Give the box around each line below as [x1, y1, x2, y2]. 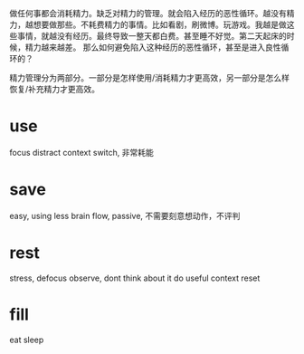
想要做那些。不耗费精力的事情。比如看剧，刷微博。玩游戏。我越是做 [33, 19, 287, 30]
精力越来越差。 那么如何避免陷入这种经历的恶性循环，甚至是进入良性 [24, 42, 281, 53]
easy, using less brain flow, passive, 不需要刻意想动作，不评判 [9, 210, 241, 221]
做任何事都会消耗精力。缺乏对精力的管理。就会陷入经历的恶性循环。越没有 [9, 8, 287, 18]
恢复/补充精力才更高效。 [9, 84, 100, 94]
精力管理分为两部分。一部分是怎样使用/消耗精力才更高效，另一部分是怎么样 [9, 72, 290, 83]
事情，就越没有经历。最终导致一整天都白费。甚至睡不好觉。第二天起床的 [16, 31, 287, 41]
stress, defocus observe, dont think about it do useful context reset [9, 273, 261, 283]
